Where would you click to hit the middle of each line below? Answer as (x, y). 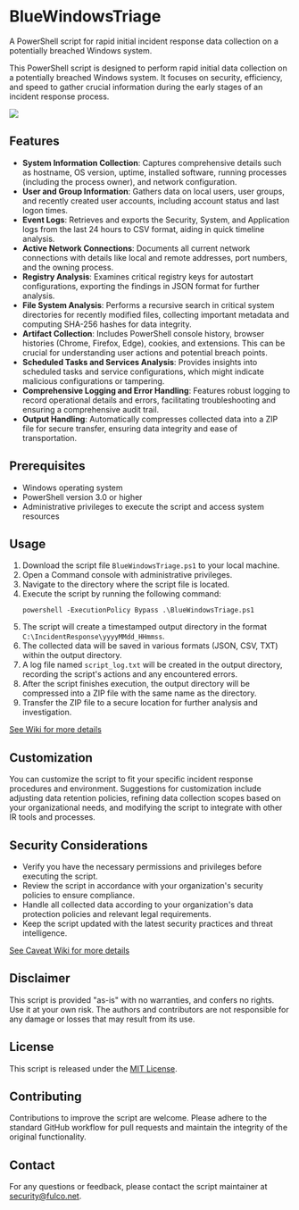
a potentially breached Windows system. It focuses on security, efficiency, (146, 77)
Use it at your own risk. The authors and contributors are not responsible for (149, 1009)
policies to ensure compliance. (79, 895)
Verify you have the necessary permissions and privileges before (142, 867)
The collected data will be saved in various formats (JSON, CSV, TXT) (150, 646)
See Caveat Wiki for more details (70, 950)
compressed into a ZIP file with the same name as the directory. (139, 693)
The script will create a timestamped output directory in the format (145, 627)
